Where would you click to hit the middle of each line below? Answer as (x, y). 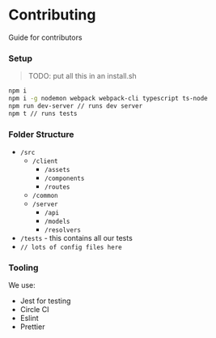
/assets (57, 170)
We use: (22, 285)
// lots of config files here (71, 248)
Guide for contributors (45, 37)
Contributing (52, 15)
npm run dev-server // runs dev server (76, 106)
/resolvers (62, 230)
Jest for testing (45, 301)
